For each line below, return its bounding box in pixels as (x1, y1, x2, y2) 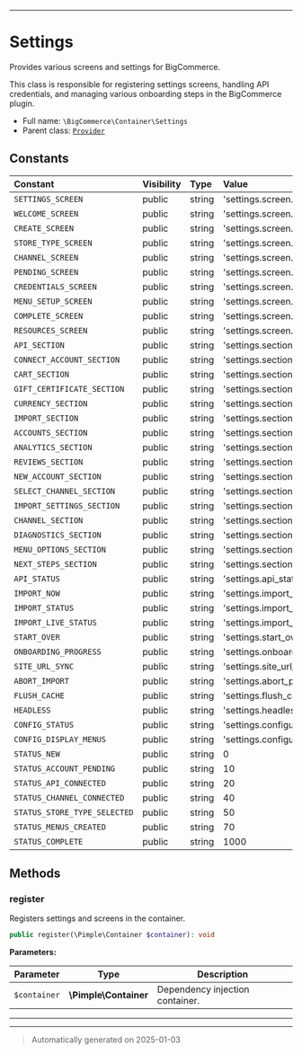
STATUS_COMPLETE (13, 837, 84, 846)
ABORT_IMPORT (13, 676, 70, 686)
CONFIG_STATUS (13, 720, 75, 730)
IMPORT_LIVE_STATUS (13, 617, 97, 627)
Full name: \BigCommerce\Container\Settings (22, 115, 189, 126)
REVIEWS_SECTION (13, 456, 84, 467)
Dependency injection (156, 983, 250, 996)
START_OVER (13, 632, 60, 642)
